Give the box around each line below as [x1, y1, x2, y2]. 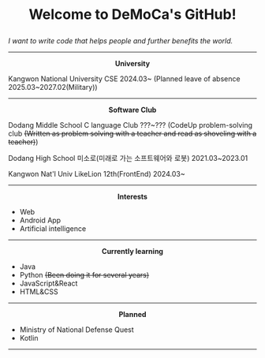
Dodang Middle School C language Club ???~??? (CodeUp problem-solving [8, 121, 253, 130]
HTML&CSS [19, 287, 59, 296]
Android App [19, 215, 62, 226]
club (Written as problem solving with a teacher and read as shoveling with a [8, 129, 257, 139]
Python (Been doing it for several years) [19, 270, 150, 280]
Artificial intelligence [19, 224, 87, 233]
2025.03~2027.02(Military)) [8, 83, 98, 92]
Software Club [108, 105, 157, 115]
